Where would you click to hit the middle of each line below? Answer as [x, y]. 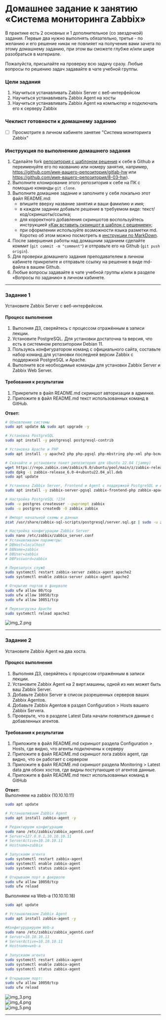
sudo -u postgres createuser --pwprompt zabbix [55, 504]
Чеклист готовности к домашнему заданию [61, 121]
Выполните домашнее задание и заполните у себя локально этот [81, 193]
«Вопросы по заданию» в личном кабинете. [59, 277]
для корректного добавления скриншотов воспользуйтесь [82, 219]
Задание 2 [18, 640]
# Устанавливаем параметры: [34, 540]
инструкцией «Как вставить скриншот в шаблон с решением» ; [86, 224]
